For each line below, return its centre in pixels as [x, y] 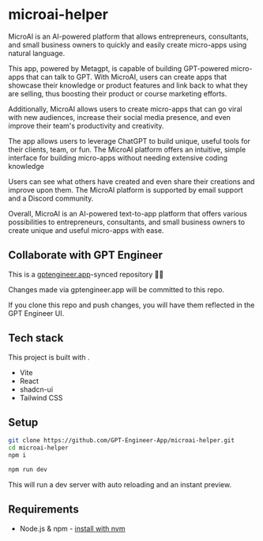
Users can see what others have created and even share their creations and [131, 181]
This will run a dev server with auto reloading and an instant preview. [120, 484]
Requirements [43, 510]
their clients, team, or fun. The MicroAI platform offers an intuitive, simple [127, 149]
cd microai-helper [38, 448]
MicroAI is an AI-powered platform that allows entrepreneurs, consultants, [128, 36]
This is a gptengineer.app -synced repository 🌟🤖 [86, 274]
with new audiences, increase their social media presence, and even [120, 117]
